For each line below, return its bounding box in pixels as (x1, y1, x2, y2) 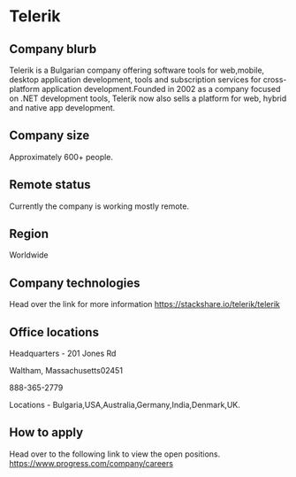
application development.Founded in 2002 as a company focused (41, 84, 281, 94)
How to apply (9, 425, 84, 440)
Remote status (9, 177, 91, 192)
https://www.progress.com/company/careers (9, 458, 174, 468)
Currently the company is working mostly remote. (9, 201, 190, 212)
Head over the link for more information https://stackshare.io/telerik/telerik (9, 299, 281, 310)
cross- (262, 74, 287, 85)
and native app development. (9, 103, 116, 112)
